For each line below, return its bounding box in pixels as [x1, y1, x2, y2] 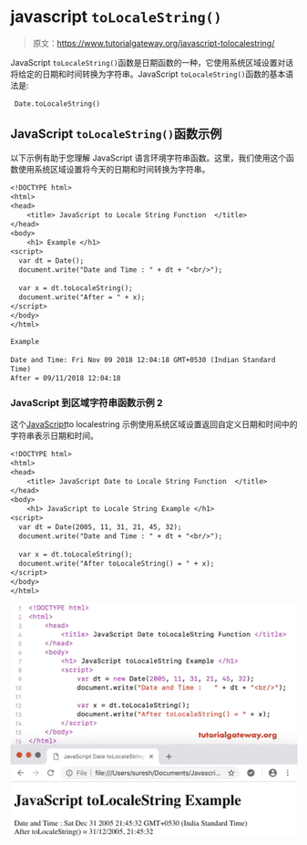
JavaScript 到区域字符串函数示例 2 [10, 396, 163, 409]
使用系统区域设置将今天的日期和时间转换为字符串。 [17, 163, 210, 174]
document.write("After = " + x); [18, 292, 146, 302]
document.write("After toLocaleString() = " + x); [18, 559, 215, 569]
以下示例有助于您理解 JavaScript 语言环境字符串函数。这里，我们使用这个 [10, 152, 287, 163]
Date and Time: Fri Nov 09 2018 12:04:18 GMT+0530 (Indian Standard [10, 355, 276, 364]
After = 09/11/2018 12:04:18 [10, 373, 121, 382]
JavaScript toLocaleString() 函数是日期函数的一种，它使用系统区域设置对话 [10, 57, 294, 68]
